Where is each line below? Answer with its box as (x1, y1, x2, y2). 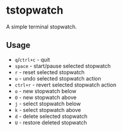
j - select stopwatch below (14, 100, 81, 107)
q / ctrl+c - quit (14, 56, 50, 63)
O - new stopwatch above (14, 94, 77, 101)
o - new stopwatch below (14, 87, 77, 95)
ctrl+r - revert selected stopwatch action (14, 81, 117, 88)
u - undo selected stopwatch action (14, 75, 101, 82)
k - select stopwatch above (14, 106, 81, 113)
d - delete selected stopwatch (14, 112, 88, 120)
